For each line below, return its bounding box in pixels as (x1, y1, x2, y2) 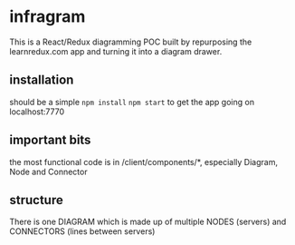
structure (9, 192, 63, 208)
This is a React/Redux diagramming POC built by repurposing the (9, 36, 252, 47)
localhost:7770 (9, 106, 65, 117)
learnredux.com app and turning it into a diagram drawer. (9, 45, 223, 56)
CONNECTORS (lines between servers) (9, 226, 156, 237)
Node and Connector (9, 166, 88, 177)
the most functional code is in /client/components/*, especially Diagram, (9, 156, 279, 167)
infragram (9, 6, 86, 27)
